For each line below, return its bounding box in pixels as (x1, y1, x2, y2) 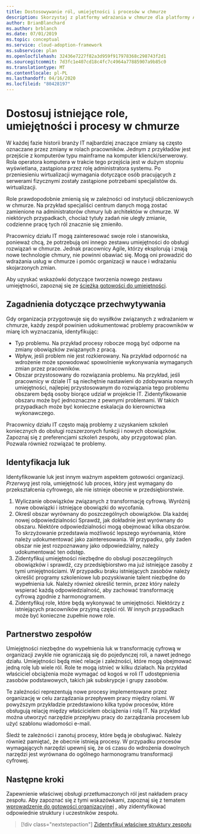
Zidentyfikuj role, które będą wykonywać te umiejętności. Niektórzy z (14, 599, 185, 606)
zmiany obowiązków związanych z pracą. (14, 346, 117, 353)
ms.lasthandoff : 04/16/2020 (6, 75, 76, 81)
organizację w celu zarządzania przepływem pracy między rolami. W (6, 695, 175, 702)
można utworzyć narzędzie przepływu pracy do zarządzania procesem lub (6, 714, 189, 721)
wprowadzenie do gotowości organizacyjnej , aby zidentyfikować (6, 803, 167, 810)
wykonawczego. (14, 409, 55, 416)
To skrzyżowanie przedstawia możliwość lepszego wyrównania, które (14, 529, 186, 536)
